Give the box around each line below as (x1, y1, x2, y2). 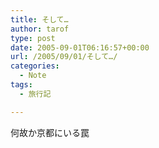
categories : (10, 61, 60, 71)
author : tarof (10, 24, 70, 34)
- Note (19, 71, 47, 81)
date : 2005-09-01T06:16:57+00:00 (10, 42, 150, 53)
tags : (10, 80, 33, 90)
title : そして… (10, 14, 69, 25)
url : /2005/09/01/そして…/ (10, 52, 118, 62)
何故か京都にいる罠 (10, 126, 90, 138)
